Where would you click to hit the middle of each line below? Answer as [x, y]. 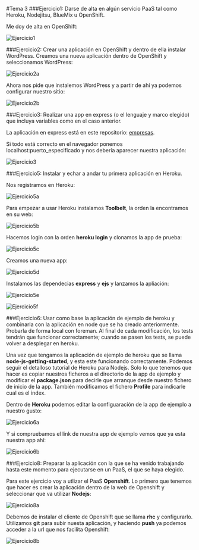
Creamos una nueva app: [37, 260]
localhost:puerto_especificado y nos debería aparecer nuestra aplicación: [96, 150]
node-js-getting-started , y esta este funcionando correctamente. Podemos [99, 361]
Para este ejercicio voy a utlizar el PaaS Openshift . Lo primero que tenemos [99, 481]
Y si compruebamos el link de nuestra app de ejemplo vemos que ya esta [96, 434]
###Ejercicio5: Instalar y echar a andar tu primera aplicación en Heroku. [94, 173]
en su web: [20, 214]
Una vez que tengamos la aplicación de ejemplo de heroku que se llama [94, 355]
